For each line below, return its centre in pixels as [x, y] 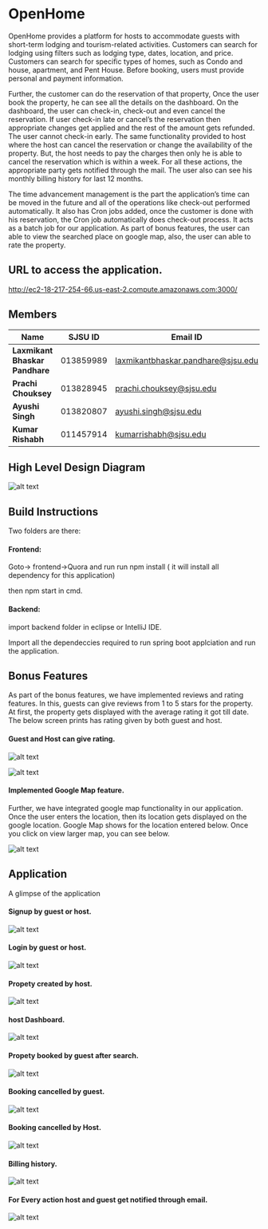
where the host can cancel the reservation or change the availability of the [130, 144]
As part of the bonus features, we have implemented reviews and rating [126, 695]
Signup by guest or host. [50, 911]
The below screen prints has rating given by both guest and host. [115, 721]
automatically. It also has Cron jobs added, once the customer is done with [131, 211]
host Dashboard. [37, 1019]
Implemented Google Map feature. [67, 790]
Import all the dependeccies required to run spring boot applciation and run [132, 642]
